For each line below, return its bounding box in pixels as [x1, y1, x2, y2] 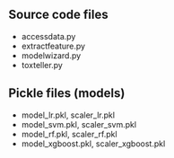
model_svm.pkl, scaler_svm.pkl [21, 118, 136, 129]
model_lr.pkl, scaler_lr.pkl [21, 110, 116, 120]
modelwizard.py [21, 49, 82, 61]
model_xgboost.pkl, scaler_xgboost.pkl [21, 138, 166, 149]
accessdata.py [21, 31, 76, 41]
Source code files [8, 7, 109, 22]
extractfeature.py [21, 40, 86, 51]
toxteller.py [21, 59, 64, 70]
